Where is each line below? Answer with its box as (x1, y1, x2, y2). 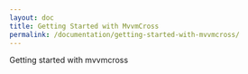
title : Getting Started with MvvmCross (9, 22, 160, 31)
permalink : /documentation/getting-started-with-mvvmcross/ (9, 30, 241, 39)
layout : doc (9, 13, 54, 23)
